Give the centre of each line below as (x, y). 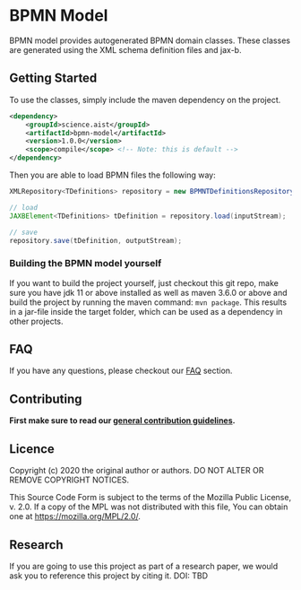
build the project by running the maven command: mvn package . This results (148, 302)
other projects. (37, 321)
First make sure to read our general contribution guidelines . (122, 421)
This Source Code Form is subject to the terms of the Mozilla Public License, (150, 498)
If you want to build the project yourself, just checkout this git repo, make (144, 282)
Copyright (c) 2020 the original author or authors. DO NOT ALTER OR (137, 471)
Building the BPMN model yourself (86, 264)
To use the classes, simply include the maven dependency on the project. (145, 100)
